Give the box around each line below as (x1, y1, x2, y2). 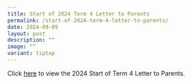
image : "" (7, 43, 37, 50)
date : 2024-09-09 (7, 23, 59, 30)
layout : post (7, 30, 46, 37)
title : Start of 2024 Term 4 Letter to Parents (7, 10, 150, 18)
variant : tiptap (7, 50, 55, 57)
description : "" (7, 37, 55, 44)
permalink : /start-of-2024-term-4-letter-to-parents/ (7, 17, 169, 24)
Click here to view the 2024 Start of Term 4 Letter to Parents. (7, 68, 186, 78)
